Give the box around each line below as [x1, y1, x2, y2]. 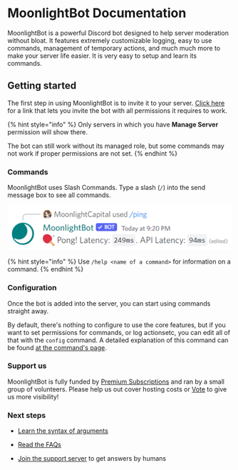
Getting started [7, 80, 77, 92]
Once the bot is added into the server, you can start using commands [7, 299, 211, 308]
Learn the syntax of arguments [17, 426, 108, 435]
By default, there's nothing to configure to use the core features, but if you [7, 320, 226, 329]
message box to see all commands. [7, 191, 112, 199]
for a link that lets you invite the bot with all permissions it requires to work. [7, 106, 228, 115]
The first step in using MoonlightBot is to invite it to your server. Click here [7, 99, 225, 107]
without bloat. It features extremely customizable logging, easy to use [7, 36, 212, 44]
